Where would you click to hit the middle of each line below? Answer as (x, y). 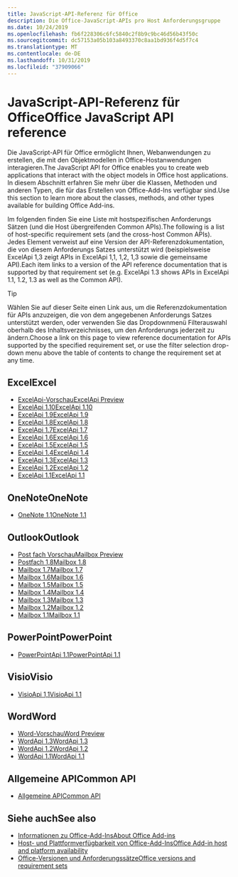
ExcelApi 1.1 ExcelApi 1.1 (51, 475)
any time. (21, 360)
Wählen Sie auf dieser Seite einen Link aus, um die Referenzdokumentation (117, 307)
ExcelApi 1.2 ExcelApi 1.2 (53, 468)
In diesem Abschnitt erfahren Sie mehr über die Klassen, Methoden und (112, 182)
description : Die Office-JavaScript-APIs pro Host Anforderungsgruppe (114, 21)
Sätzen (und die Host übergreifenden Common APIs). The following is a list (116, 227)
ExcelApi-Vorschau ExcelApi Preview (71, 400)
